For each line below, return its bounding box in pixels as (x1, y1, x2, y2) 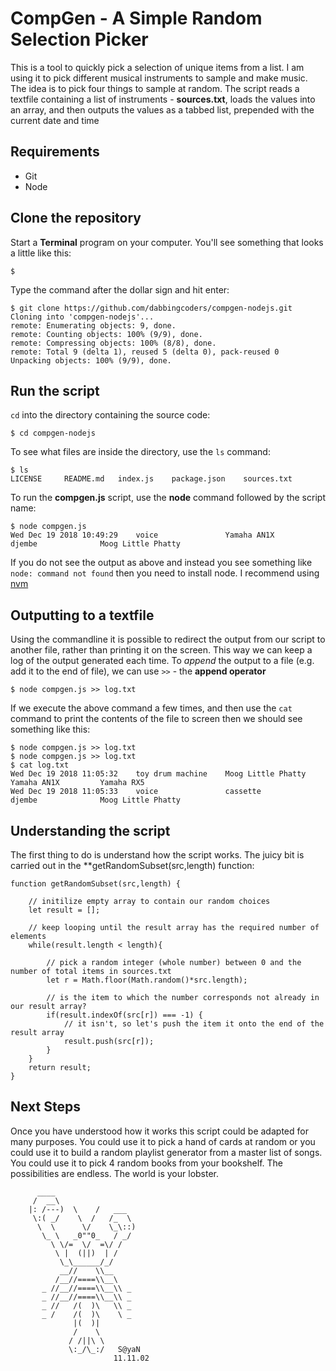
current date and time (10, 114, 100, 126)
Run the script (10, 382, 100, 399)
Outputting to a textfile (10, 607, 155, 624)
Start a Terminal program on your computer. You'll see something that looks (10, 236, 324, 248)
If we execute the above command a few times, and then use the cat (10, 702, 293, 714)
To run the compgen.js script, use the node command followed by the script (10, 492, 326, 504)
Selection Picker (10, 28, 149, 51)
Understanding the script (10, 822, 171, 839)
